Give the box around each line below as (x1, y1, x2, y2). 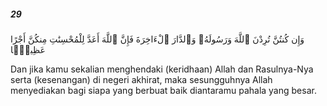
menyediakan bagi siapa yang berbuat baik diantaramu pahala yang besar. (10, 84, 317, 96)
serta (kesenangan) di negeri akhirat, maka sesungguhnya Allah (10, 73, 273, 85)
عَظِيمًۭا (10, 43, 46, 55)
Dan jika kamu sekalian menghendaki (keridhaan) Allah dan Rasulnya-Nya (10, 63, 314, 75)
